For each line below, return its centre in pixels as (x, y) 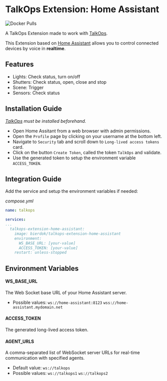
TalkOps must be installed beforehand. (46, 121)
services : (16, 220)
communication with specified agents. (45, 358)
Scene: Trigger (28, 87)
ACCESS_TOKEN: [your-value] (48, 248)
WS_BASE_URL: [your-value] (47, 243)
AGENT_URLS (20, 341)
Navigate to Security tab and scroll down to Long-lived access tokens (86, 142)
